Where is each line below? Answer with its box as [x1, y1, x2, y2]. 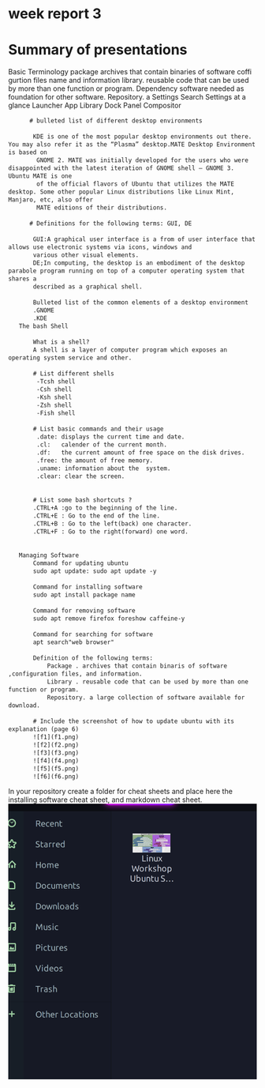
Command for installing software [32, 583, 144, 591]
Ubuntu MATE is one [8, 172, 73, 180]
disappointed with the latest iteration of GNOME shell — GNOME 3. [8, 164, 235, 172]
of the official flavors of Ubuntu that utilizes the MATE [36, 180, 235, 188]
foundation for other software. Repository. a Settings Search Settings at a [8, 92, 246, 102]
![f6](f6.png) [32, 773, 80, 781]
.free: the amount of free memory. [36, 457, 154, 465]
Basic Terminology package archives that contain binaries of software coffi [8, 67, 252, 77]
